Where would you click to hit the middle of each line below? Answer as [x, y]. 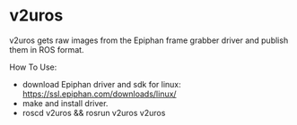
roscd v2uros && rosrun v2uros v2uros [94, 112]
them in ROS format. [47, 49]
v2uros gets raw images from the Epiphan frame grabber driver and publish [149, 40]
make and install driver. [65, 103]
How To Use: [33, 67]
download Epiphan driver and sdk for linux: [101, 84]
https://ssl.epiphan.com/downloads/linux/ [99, 94]
